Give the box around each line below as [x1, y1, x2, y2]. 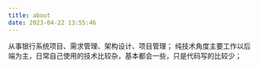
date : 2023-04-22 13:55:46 [8, 19, 97, 27]
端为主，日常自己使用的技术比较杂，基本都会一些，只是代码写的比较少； [8, 51, 242, 60]
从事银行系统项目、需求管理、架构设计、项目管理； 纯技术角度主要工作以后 [8, 41, 251, 51]
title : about [8, 11, 51, 20]
